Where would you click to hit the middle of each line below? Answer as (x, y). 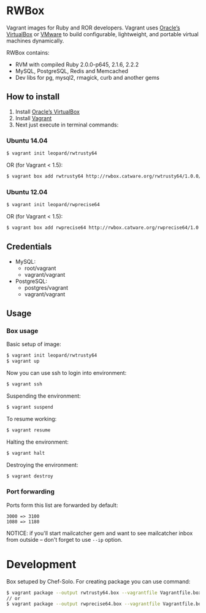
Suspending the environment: (44, 396)
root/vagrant (40, 268)
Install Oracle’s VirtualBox (47, 112)
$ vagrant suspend (30, 407)
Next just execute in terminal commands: (67, 125)
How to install (33, 97)
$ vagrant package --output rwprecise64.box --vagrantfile (83, 604)
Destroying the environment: (42, 465)
